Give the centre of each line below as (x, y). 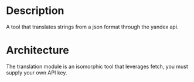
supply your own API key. (37, 72)
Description (35, 11)
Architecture (38, 50)
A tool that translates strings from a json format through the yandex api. (92, 27)
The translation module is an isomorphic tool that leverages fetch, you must (97, 66)
